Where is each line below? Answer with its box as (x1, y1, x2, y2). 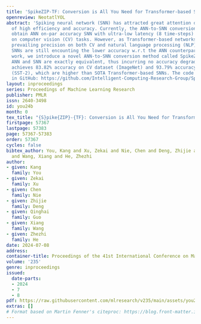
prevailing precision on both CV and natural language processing (11, 42, 181, 48)
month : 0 (6, 109, 28, 115)
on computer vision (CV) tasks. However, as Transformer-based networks (11, 36, 197, 42)
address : (6, 247, 28, 254)
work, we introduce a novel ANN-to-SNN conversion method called (11, 53, 178, 59)
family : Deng (11, 203, 44, 209)
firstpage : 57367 (6, 120, 50, 126)
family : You (11, 170, 42, 176)
